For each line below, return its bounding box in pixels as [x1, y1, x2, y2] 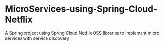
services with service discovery [5, 35, 70, 41]
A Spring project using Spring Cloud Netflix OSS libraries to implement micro [5, 30, 160, 36]
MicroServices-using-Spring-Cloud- [5, 3, 158, 15]
